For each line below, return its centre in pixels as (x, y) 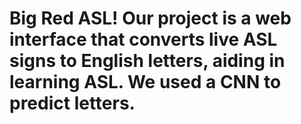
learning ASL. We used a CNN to (145, 82)
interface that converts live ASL (143, 39)
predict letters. (72, 103)
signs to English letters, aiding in (147, 61)
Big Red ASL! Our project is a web (150, 18)
